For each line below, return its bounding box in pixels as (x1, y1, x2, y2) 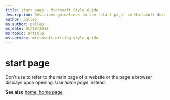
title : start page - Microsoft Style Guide (5, 7, 99, 13)
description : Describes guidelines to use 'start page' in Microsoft (5, 12, 155, 17)
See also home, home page (5, 89, 63, 95)
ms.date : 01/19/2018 (5, 26, 49, 31)
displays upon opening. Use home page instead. (5, 79, 106, 85)
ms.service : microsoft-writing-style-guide (5, 36, 99, 41)
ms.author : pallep (5, 21, 44, 27)
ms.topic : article (5, 31, 44, 36)
